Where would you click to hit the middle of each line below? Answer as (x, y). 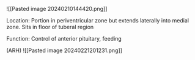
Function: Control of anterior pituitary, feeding (64, 38)
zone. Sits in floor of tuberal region (50, 27)
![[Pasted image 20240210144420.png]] (57, 9)
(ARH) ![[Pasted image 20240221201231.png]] (64, 50)
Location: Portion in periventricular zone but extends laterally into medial (98, 20)
